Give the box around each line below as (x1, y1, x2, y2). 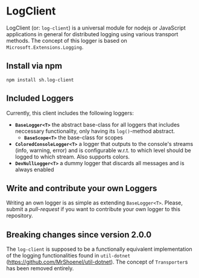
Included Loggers (6, 93, 74, 104)
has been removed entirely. (6, 265, 74, 272)
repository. (6, 212, 33, 220)
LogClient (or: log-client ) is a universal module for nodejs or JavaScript (6, 24, 186, 31)
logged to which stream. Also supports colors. (14, 153, 130, 160)
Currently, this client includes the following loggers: (6, 109, 134, 116)
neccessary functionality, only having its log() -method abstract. (14, 127, 175, 134)
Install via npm (6, 61, 62, 71)
